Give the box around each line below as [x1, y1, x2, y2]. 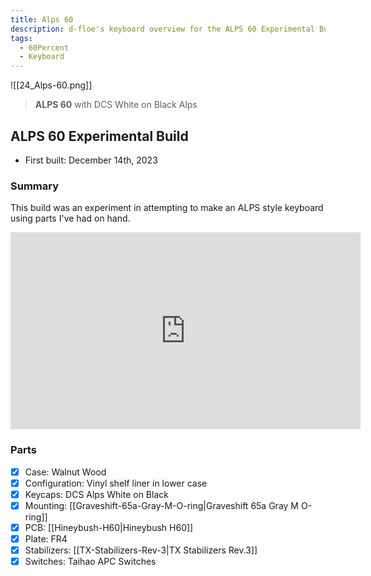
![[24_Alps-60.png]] [10, 79, 93, 91]
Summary [10, 179, 60, 193]
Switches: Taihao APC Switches [24, 555, 157, 567]
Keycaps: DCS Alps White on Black [24, 488, 169, 500]
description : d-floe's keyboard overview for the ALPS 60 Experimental [10, 24, 315, 34]
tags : [10, 33, 33, 43]
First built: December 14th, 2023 [24, 154, 158, 166]
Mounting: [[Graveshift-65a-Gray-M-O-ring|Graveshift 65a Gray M [24, 499, 299, 511]
